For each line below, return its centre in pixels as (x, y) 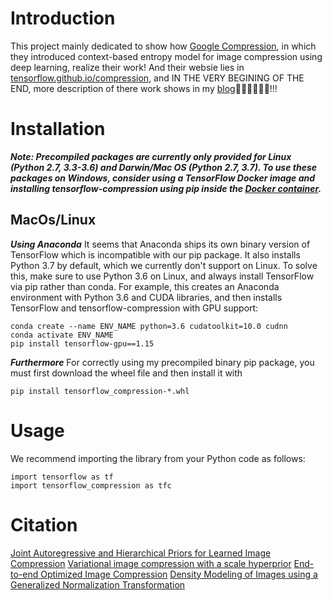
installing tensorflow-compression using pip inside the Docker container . (166, 188)
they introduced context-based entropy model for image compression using (166, 56)
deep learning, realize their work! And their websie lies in (127, 67)
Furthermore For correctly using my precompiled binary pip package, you (162, 362)
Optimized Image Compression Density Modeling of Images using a (179, 574)
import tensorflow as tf (62, 477)
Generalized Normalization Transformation (98, 584)
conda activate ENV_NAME (62, 335)
